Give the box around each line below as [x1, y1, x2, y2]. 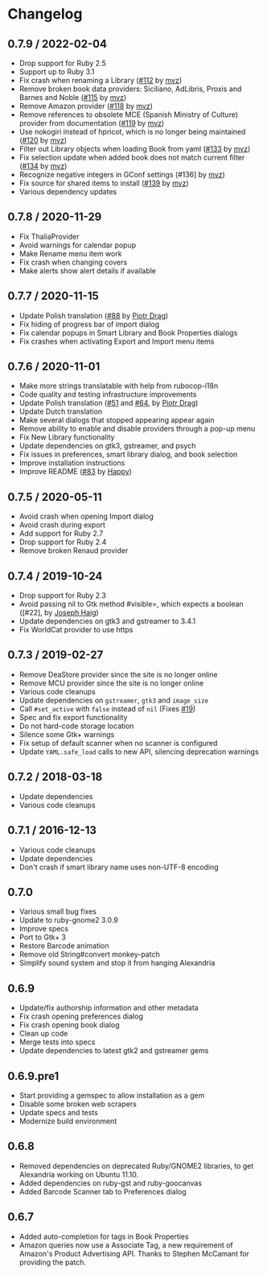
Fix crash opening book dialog [18, 1020, 120, 1030]
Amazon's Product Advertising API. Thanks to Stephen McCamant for [18, 1248, 250, 1258]
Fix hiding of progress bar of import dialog [18, 319, 160, 329]
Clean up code [18, 1029, 68, 1039]
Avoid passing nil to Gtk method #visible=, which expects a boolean [18, 599, 244, 609]
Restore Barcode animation [18, 941, 109, 951]
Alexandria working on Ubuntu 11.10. [18, 1169, 138, 1179]
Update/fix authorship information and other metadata [18, 1003, 199, 1013]
